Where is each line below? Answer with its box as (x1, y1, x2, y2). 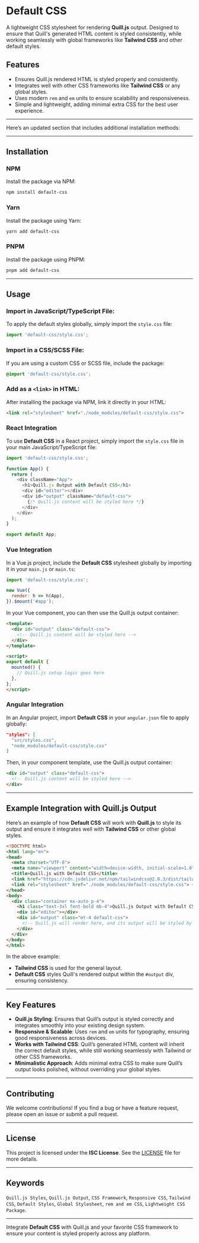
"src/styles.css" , (11, 737, 57, 743)
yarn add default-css (6, 228, 60, 235)
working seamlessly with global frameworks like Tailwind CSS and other (6, 36, 182, 43)
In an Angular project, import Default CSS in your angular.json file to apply (6, 714, 190, 721)
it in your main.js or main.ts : (6, 565, 76, 572)
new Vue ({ (6, 588, 31, 594)
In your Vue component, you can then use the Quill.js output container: (6, 609, 179, 617)
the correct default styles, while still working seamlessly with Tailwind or (14, 1047, 192, 1054)
